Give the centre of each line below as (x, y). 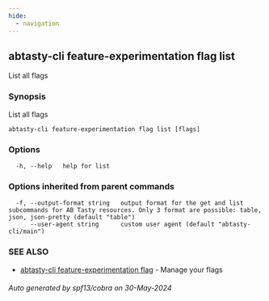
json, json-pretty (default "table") (72, 218)
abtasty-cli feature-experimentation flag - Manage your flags (122, 269)
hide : (17, 16)
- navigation (38, 23)
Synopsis (27, 96)
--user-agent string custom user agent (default (122, 225)
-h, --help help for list (63, 166)
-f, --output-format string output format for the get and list (130, 203)
